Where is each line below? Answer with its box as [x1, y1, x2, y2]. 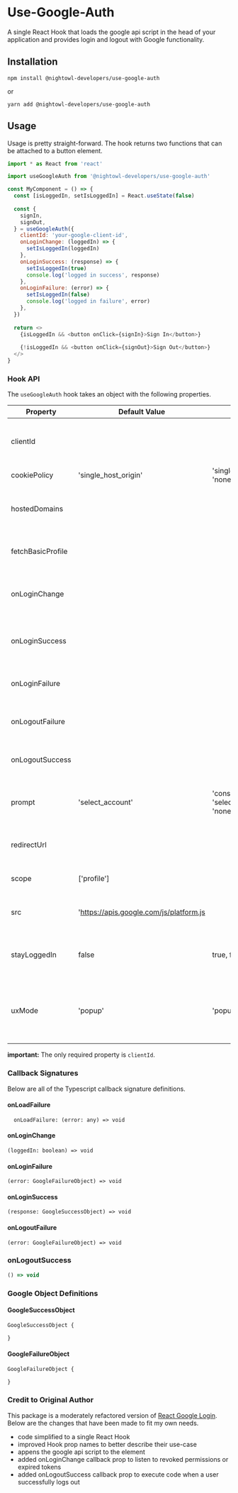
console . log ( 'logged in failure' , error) [25, 298, 151, 305]
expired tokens [17, 1463, 62, 1471]
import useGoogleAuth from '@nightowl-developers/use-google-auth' [7, 173, 211, 180]
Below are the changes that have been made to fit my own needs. [7, 1419, 199, 1427]
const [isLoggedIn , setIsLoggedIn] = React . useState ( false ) [13, 192, 195, 199]
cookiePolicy [11, 470, 54, 480]
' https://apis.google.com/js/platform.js [78, 907, 205, 917]
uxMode [11, 1006, 39, 1016]
